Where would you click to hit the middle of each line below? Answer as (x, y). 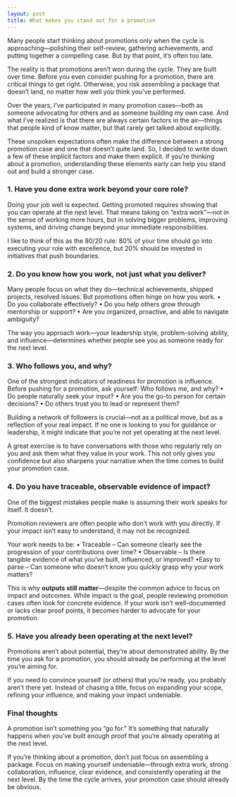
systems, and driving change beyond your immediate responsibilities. (108, 227)
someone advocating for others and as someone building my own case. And (118, 113)
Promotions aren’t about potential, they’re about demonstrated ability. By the (118, 651)
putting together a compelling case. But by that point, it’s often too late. (110, 55)
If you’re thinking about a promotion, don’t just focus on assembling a (108, 757)
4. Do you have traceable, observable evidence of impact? (109, 487)
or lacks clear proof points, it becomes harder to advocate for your (104, 610)
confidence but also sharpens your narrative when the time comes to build (116, 461)
